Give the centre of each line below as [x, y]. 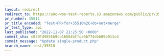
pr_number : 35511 [22, 19]
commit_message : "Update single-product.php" [52, 41]
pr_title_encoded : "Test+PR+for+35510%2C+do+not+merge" [63, 23]
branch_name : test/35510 [30, 46]
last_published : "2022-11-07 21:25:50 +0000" [52, 32]
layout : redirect [22, 9]
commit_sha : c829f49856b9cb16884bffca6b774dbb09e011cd [62, 37]
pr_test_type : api [23, 28]
